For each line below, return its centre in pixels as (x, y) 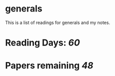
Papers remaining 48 (49, 66)
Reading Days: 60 (43, 43)
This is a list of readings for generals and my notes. (58, 22)
